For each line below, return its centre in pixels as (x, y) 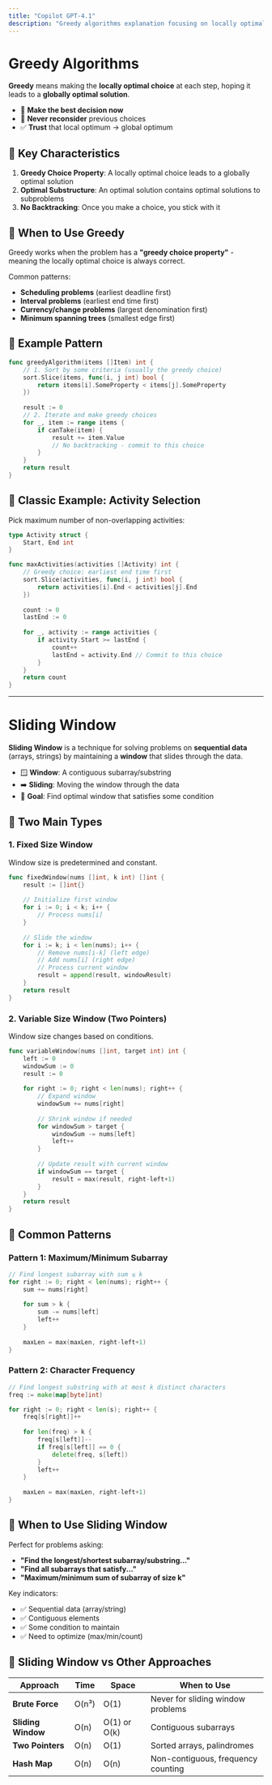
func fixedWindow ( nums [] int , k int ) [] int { (86, 877)
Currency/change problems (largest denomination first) (114, 310)
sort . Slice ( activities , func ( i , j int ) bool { (103, 580)
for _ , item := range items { (74, 422)
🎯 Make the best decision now (72, 110)
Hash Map (32, 1763)
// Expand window (66, 1096)
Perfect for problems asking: (56, 1544)
